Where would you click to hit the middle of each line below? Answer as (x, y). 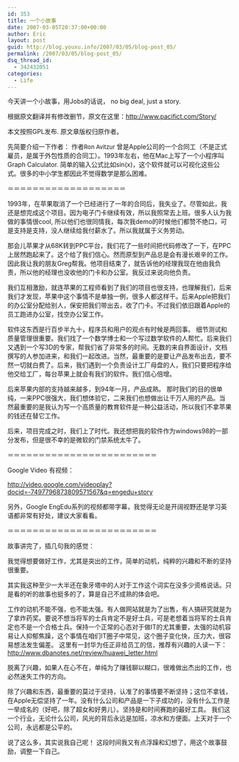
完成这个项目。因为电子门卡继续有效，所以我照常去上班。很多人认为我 (129, 213)
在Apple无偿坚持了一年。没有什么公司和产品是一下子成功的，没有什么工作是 (119, 701)
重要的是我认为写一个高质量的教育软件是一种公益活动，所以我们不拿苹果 (126, 407)
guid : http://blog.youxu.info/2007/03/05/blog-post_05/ (92, 47)
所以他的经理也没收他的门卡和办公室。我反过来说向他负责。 (107, 272)
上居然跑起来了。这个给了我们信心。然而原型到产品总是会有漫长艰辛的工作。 (119, 254)
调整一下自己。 (42, 751)
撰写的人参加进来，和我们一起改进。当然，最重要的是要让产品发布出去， (113, 356)
